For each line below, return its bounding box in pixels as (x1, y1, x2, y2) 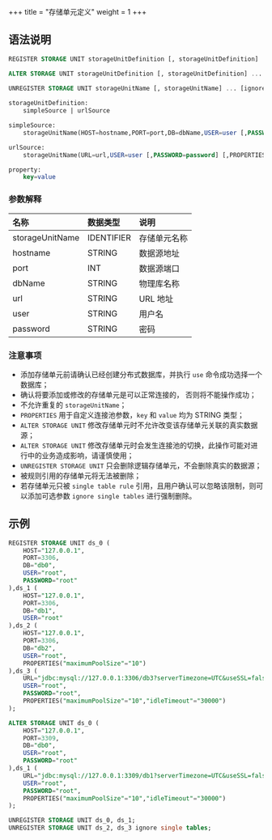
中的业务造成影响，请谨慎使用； (27, 450, 134, 460)
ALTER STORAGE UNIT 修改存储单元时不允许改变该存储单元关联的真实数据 (19, 420, 258, 430)
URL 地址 (138, 293, 174, 304)
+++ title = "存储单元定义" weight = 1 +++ (8, 7, 147, 16)
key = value (23, 173, 57, 181)
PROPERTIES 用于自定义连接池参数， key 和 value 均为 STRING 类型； (19, 409, 245, 419)
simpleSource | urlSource (23, 107, 111, 115)
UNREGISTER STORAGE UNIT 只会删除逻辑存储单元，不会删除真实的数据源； (19, 460, 262, 470)
